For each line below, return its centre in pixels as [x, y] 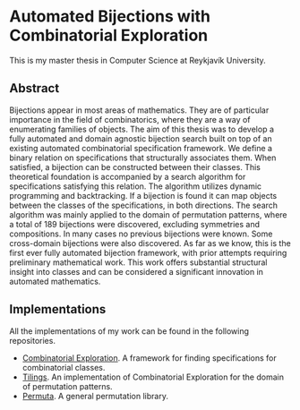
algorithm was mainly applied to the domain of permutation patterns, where [149, 214]
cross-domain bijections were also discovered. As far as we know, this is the [150, 243]
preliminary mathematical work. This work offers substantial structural [138, 262]
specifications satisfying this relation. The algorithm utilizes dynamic [136, 186]
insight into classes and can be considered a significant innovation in [137, 271]
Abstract [34, 88]
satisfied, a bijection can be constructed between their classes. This [135, 167]
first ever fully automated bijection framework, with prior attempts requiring [148, 252]
